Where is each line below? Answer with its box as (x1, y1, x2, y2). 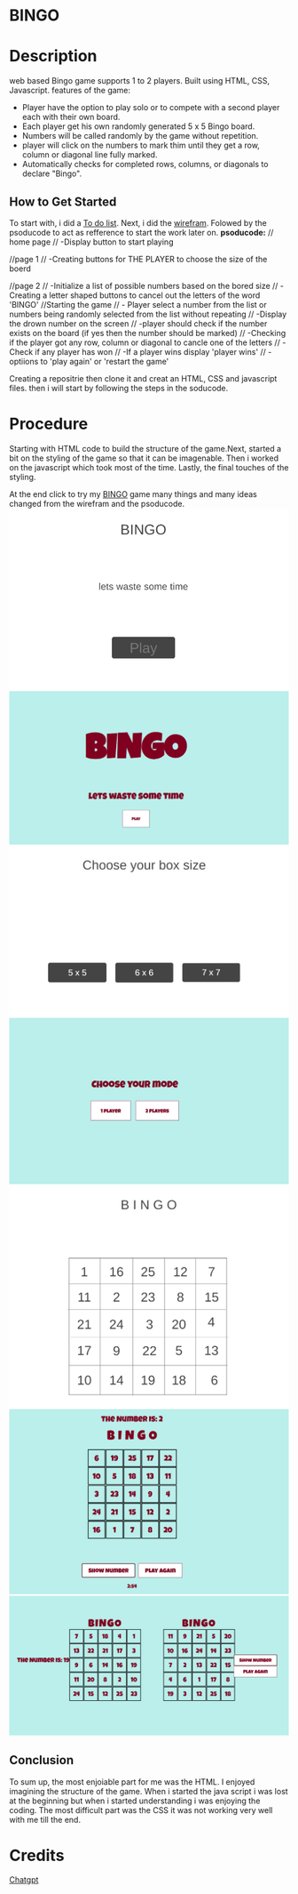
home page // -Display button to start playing (9, 237, 174, 247)
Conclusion (9, 1753, 74, 1768)
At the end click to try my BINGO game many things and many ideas (9, 488, 257, 499)
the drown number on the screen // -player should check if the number (9, 317, 268, 329)
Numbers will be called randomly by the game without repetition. (21, 131, 259, 141)
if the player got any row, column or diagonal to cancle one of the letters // (9, 337, 281, 348)
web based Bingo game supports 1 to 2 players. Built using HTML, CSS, (9, 76, 271, 86)
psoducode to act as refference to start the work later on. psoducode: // (9, 227, 274, 237)
